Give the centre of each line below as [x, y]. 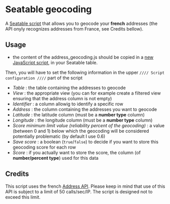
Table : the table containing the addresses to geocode [69, 88]
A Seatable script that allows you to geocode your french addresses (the [81, 23]
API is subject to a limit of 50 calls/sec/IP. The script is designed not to [79, 191]
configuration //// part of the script [44, 78]
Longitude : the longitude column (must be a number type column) [82, 120]
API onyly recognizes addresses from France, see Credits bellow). [74, 28]
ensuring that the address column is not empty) [62, 98]
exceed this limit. [23, 197]
